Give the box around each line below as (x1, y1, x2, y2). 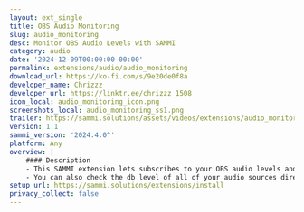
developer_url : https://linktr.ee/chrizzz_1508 (9, 88, 193, 97)
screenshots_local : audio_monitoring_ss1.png (9, 106, 184, 115)
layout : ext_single (9, 13, 83, 23)
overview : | (9, 147, 54, 156)
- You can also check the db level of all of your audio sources (25, 172, 278, 181)
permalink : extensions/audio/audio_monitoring (9, 64, 188, 73)
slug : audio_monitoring (9, 30, 100, 39)
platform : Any (9, 139, 63, 148)
